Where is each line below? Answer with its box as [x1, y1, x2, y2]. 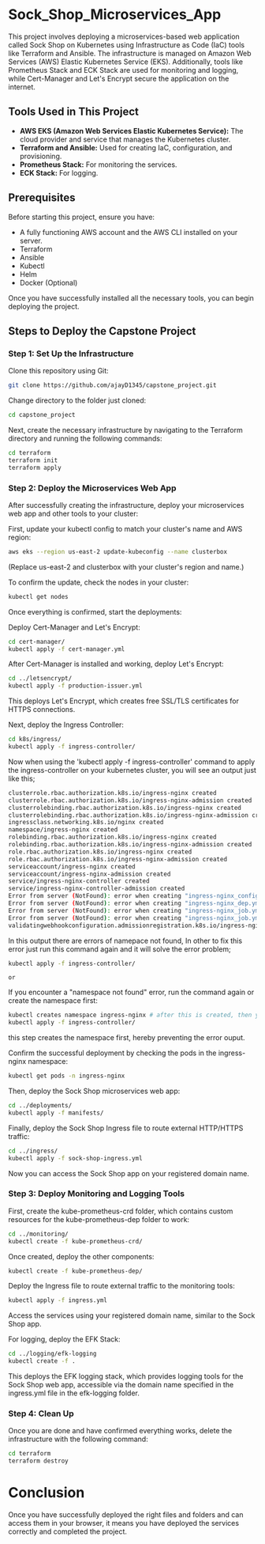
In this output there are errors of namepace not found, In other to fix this [8, 936, 243, 945]
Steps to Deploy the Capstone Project [8, 324, 196, 338]
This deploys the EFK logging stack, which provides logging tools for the [8, 1372, 244, 1381]
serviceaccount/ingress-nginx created [8, 862, 136, 871]
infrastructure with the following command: [8, 1434, 148, 1444]
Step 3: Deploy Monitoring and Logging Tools [8, 1188, 185, 1199]
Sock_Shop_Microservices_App [8, 6, 222, 24]
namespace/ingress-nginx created [8, 826, 118, 834]
